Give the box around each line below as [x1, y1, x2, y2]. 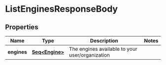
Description [90, 38, 119, 44]
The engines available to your [69, 45, 137, 52]
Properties [5, 23, 39, 31]
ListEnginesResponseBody [5, 3, 118, 15]
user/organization [69, 52, 110, 58]
